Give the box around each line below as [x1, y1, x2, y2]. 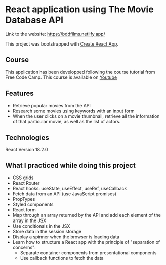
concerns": [12, 244, 36, 251]
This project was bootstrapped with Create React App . [5, 40, 119, 47]
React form [12, 207, 36, 213]
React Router [12, 180, 40, 186]
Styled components [12, 201, 54, 208]
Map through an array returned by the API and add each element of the [12, 212, 161, 218]
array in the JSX [12, 217, 47, 224]
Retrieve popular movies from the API [12, 102, 91, 108]
